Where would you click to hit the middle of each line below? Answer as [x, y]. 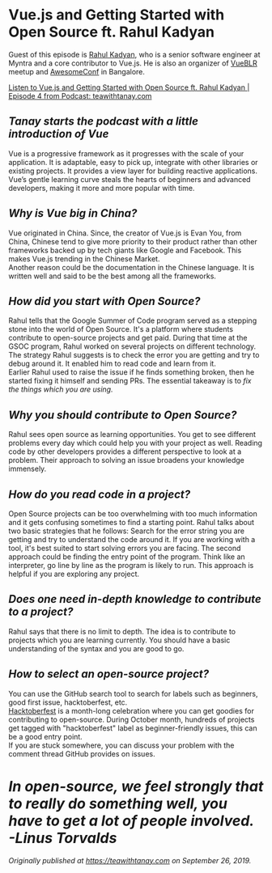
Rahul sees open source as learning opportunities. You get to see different [132, 434]
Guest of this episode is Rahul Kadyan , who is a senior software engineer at [134, 54]
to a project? [41, 612]
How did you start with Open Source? [104, 301]
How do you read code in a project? [100, 494]
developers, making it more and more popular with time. [102, 188]
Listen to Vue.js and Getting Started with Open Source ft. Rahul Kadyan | [129, 87]
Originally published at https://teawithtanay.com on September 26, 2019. [130, 860]
